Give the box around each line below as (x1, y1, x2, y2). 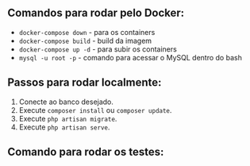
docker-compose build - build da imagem (18, 36, 152, 45)
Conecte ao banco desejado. (18, 97, 114, 106)
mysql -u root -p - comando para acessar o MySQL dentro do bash (18, 52, 243, 62)
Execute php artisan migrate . (18, 114, 117, 123)
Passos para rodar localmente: (7, 75, 162, 90)
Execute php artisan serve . (18, 122, 110, 132)
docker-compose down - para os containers (18, 27, 156, 37)
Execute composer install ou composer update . (18, 105, 172, 114)
